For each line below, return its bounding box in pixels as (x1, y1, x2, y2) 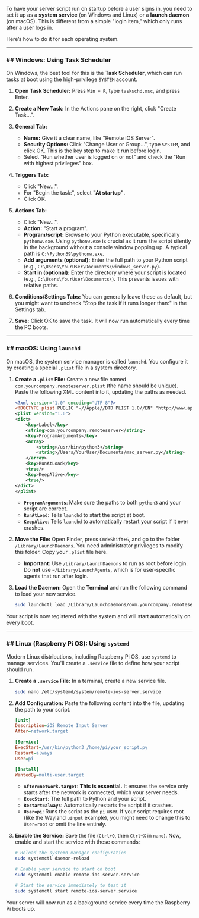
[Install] (14, 766, 40, 772)
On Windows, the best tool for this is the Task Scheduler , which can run (6, 70, 182, 77)
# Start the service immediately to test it (14, 882, 127, 888)
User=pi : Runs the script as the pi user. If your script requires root (23, 808, 184, 815)
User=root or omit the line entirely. (23, 820, 107, 828)
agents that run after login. (23, 572, 89, 579)
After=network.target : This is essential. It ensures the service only (23, 782, 188, 790)
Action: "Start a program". (23, 225, 88, 232)
